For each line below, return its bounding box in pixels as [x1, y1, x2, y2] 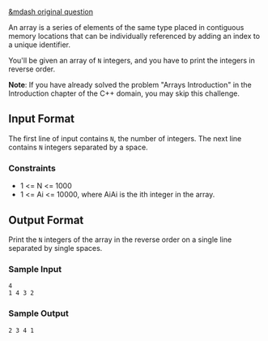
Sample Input [8, 263, 62, 274]
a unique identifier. [8, 40, 71, 50]
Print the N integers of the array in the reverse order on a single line [8, 235, 232, 244]
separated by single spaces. [8, 243, 103, 253]
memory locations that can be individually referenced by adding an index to [8, 32, 261, 41]
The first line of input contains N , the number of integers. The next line [8, 133, 242, 143]
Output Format [8, 213, 84, 227]
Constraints [8, 162, 57, 174]
